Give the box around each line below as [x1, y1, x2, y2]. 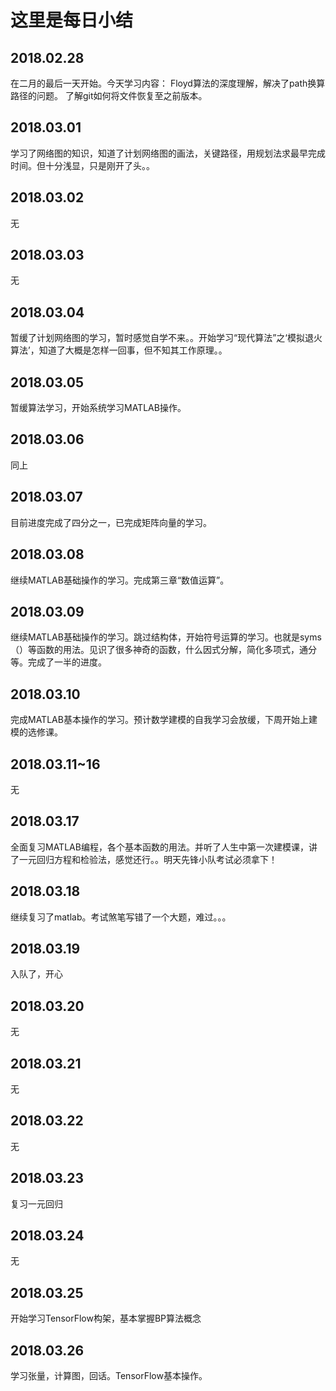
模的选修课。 [10, 726, 63, 738]
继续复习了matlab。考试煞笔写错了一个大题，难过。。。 [10, 911, 232, 923]
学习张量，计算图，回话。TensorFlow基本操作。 [10, 1370, 208, 1382]
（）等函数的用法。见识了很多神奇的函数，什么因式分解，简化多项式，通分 [10, 644, 317, 656]
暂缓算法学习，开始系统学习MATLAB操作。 [10, 402, 187, 414]
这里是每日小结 [10, 9, 134, 32]
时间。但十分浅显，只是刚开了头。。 [10, 159, 155, 171]
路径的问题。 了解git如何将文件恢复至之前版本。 [10, 90, 208, 101]
